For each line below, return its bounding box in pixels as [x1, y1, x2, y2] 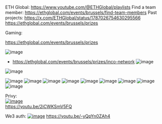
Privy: [5, 93, 17, 99]
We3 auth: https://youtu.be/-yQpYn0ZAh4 [5, 113, 110, 119]
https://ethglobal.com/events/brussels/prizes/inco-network [12, 59, 135, 64]
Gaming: [5, 30, 22, 35]
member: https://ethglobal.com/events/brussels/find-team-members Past [5, 9, 157, 15]
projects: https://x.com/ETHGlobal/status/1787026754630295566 [5, 15, 141, 20]
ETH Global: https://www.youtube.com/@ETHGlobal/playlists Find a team [5, 4, 156, 10]
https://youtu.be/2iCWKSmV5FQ [5, 104, 72, 109]
